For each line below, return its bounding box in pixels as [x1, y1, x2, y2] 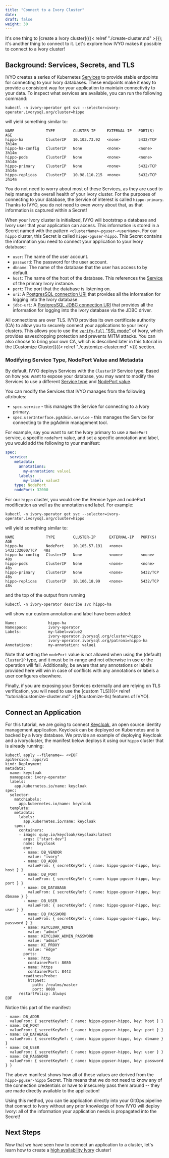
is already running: [5, 743, 44, 749]
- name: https [23, 965, 53, 970]
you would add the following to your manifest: [5, 440, 100, 446]
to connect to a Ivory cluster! [5, 46, 66, 52]
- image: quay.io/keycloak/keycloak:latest [18, 832, 112, 837]
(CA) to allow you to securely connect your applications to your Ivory [5, 323, 148, 329]
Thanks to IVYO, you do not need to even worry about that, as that [5, 202, 143, 208]
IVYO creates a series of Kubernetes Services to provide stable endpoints [5, 74, 158, 80]
